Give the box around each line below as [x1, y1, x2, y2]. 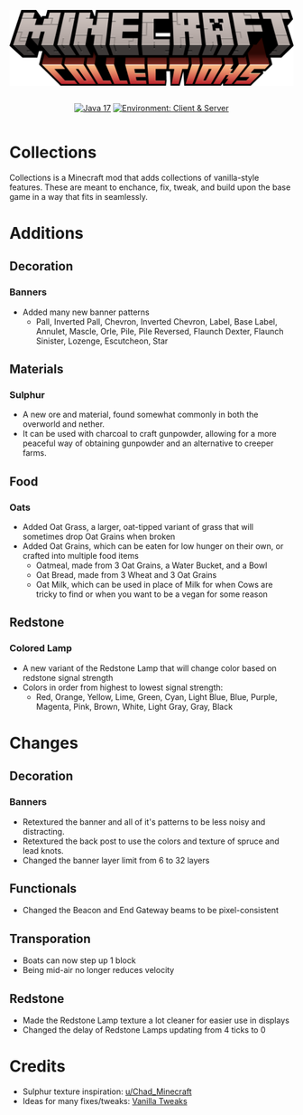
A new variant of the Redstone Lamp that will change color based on [22, 662, 277, 674]
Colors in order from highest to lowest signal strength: [22, 682, 224, 693]
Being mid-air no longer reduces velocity [22, 965, 175, 976]
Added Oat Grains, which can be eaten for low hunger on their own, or [22, 541, 284, 552]
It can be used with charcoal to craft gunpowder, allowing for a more [22, 429, 277, 439]
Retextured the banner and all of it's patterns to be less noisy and [22, 816, 266, 827]
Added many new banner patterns [22, 307, 151, 317]
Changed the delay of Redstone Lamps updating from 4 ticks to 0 [22, 1025, 266, 1035]
